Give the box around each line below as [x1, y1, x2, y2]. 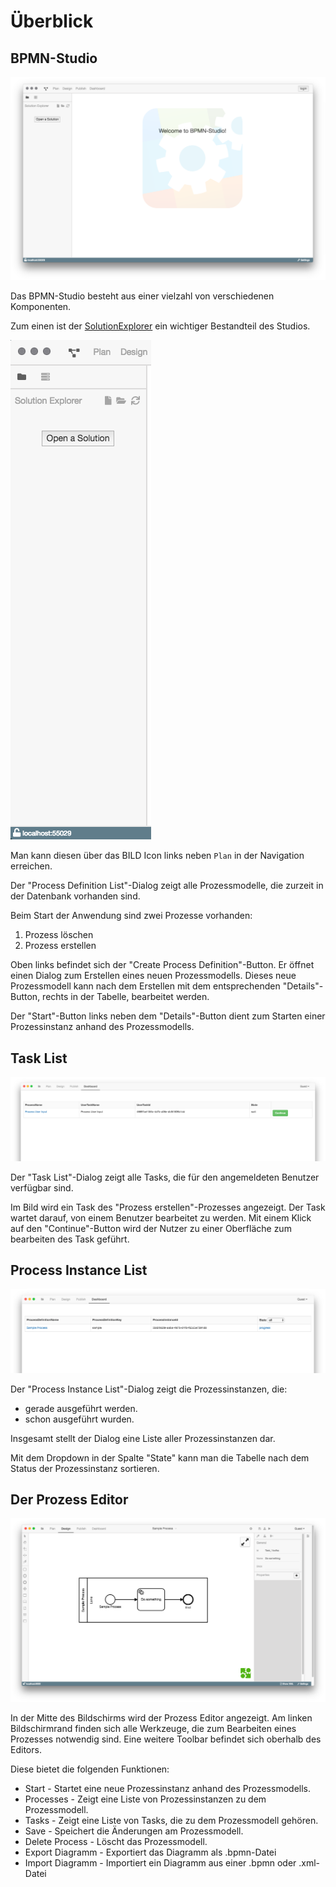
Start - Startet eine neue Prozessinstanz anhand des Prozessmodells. [24, 1783, 311, 1795]
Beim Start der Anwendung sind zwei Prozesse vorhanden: [10, 910, 253, 922]
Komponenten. [10, 301, 72, 313]
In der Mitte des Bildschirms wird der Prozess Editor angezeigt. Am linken [10, 1712, 313, 1724]
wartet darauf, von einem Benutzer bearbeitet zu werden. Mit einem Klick [10, 1211, 312, 1224]
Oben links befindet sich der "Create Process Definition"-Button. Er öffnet [10, 959, 315, 971]
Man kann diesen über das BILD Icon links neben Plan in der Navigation [10, 850, 305, 862]
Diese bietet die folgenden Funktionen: [10, 1763, 170, 1775]
